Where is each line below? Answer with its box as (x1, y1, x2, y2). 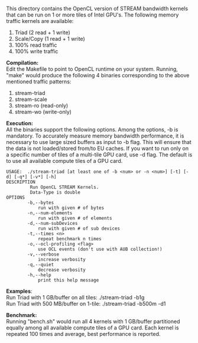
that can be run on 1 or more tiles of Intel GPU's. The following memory (6, 11, 179, 18)
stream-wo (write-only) (14, 109, 72, 115)
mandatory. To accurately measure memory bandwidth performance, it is (6, 132, 184, 139)
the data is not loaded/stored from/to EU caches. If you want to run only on (6, 145, 189, 152)
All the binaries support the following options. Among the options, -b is (6, 126, 178, 133)
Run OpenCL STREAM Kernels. (30, 184, 99, 190)
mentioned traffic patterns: (6, 78, 72, 85)
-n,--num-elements (27, 210, 73, 216)
